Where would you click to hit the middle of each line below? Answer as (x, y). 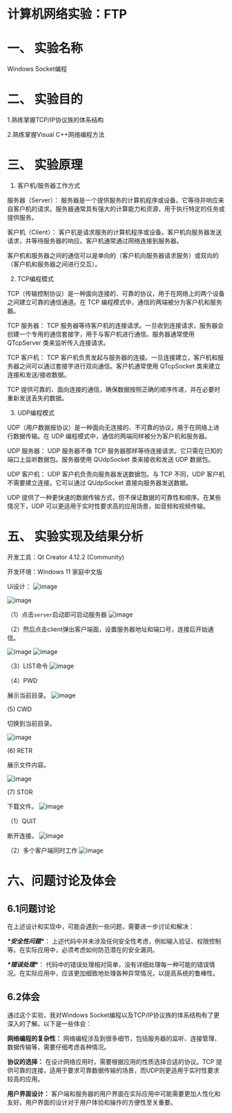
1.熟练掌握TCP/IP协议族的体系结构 (56, 120)
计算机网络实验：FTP (67, 14)
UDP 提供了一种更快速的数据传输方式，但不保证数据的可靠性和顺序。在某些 (114, 497)
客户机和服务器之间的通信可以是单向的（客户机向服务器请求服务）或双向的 (113, 255)
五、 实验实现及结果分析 (75, 537)
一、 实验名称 (45, 48)
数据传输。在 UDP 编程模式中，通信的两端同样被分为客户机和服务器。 (112, 436)
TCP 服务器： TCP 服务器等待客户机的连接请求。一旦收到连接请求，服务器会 (116, 325)
